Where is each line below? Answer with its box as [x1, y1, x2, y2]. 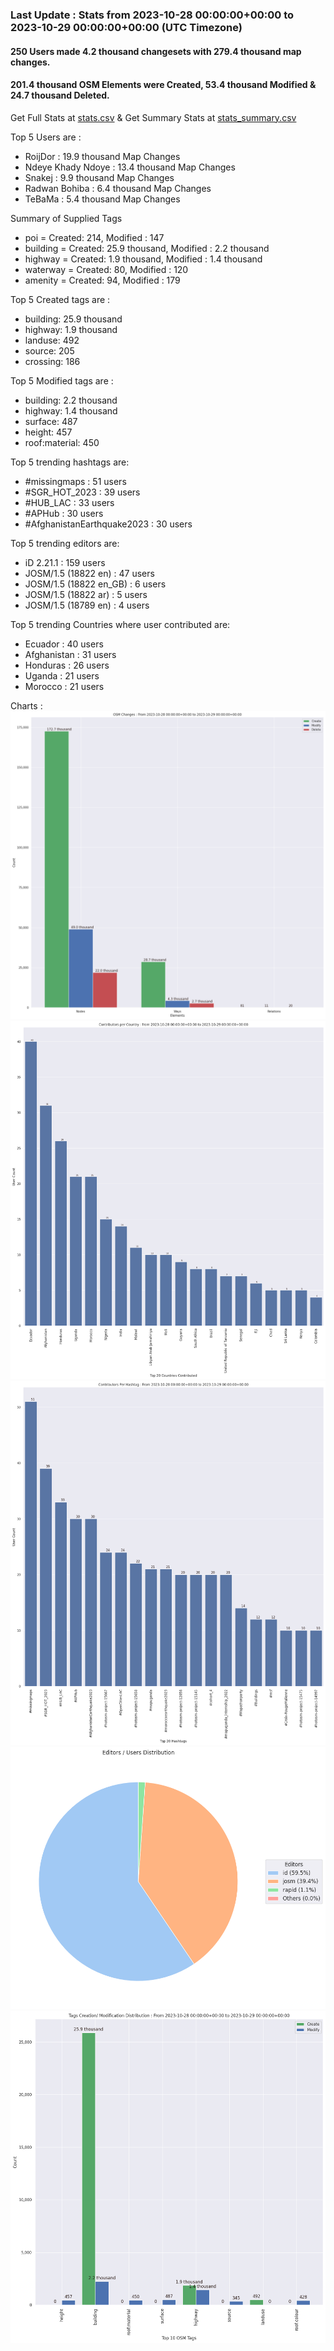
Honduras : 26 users [24, 659, 110, 671]
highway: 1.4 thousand [24, 404, 118, 417]
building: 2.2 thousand [24, 394, 118, 406]
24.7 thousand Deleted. [10, 89, 110, 102]
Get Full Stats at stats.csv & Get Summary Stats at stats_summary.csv [10, 111, 297, 123]
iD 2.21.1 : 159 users [24, 556, 106, 568]
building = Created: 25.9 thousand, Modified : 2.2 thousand [24, 242, 270, 254]
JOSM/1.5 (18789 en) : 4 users [24, 599, 150, 611]
